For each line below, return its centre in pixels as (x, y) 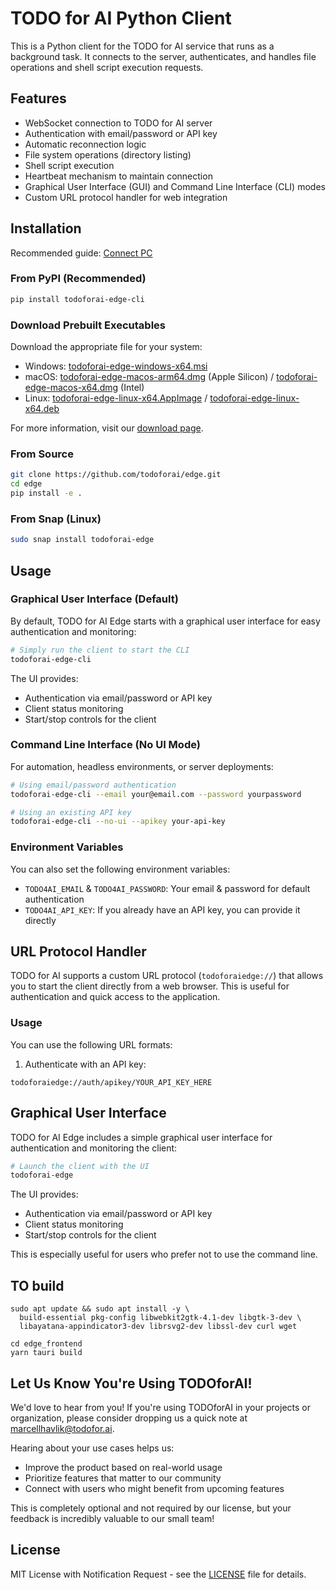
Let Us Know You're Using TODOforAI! (131, 1383)
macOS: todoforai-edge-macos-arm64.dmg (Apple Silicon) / (149, 377)
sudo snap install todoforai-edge (82, 540)
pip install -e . (46, 493)
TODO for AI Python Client (121, 18)
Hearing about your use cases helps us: (92, 1448)
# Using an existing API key (71, 812)
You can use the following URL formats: (91, 1044)
